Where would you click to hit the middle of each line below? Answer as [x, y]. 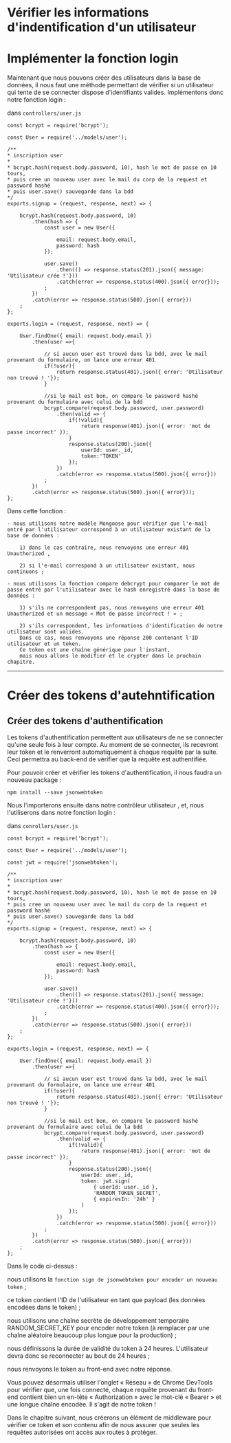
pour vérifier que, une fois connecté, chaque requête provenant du [102, 1390]
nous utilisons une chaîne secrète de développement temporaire [98, 1321]
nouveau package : [34, 780]
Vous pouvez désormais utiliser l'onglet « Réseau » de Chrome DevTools [110, 1383]
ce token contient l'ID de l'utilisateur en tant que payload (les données [106, 1300]
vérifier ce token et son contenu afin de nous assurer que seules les [103, 1425]
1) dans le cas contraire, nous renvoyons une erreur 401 [104, 548]
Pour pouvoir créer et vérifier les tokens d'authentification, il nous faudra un [114, 773]
